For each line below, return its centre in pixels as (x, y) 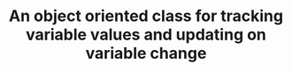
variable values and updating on (146, 35)
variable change (146, 53)
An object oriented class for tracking (146, 16)
